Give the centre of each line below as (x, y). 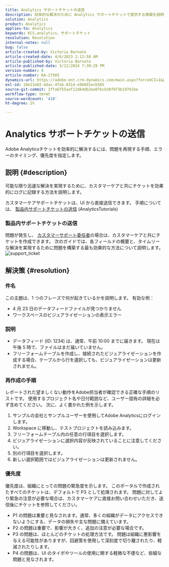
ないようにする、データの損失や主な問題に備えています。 (72, 521)
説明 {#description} (36, 173)
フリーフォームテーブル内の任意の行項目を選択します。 (69, 434)
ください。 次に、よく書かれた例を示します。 (69, 405)
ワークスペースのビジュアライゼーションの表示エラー (67, 315)
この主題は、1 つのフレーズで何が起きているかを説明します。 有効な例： (80, 298)
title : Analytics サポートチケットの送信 (45, 10)
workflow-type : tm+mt (28, 94)
